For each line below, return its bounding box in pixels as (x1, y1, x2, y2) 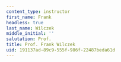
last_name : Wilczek (6, 25, 55, 31)
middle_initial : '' (6, 31, 55, 37)
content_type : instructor (6, 8, 70, 15)
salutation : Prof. (6, 36, 52, 42)
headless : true (6, 19, 44, 25)
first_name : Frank (6, 14, 52, 20)
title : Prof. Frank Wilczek (6, 42, 76, 48)
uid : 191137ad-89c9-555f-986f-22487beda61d (6, 47, 116, 53)
